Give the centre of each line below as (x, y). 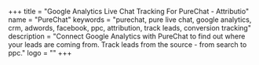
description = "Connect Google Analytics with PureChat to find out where (127, 36)
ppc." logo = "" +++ (40, 53)
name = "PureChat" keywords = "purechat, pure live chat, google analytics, (130, 20)
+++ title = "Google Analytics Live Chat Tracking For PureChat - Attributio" (129, 11)
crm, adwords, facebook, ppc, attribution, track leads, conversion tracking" (129, 28)
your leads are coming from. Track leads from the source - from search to (128, 45)
